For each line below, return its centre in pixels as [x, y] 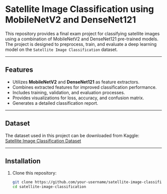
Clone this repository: [34, 173]
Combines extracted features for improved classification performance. [84, 87]
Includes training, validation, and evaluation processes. [69, 92]
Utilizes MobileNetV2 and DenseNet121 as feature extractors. [76, 82]
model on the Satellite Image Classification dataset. [62, 49]
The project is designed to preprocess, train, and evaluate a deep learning [81, 44]
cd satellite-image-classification [49, 187]
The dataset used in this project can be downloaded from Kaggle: [72, 135]
